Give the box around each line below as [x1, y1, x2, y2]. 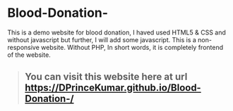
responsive [7, 43, 40, 51]
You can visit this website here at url [24, 71, 188, 83]
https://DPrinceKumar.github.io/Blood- [24, 82, 201, 94]
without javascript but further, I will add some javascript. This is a [7, 35, 196, 44]
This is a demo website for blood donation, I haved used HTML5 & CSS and [7, 28, 226, 37]
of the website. [7, 51, 51, 59]
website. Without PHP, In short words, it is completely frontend [41, 43, 224, 51]
